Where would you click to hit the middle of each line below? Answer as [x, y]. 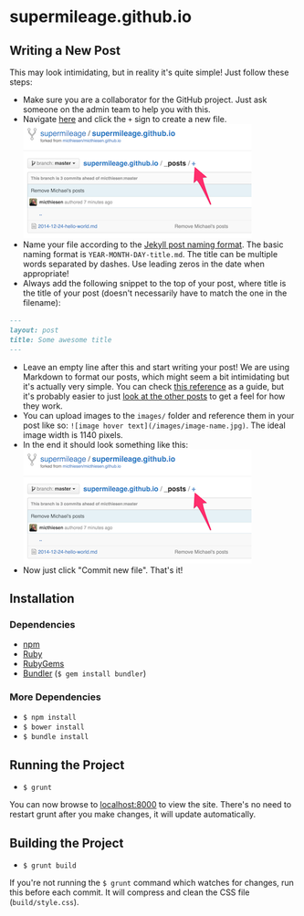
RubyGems [43, 664]
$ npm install [49, 718]
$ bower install [53, 727]
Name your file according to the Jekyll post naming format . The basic [153, 245]
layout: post [34, 330]
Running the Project [67, 765]
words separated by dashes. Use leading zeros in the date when [143, 264]
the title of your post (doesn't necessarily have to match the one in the [155, 293]
